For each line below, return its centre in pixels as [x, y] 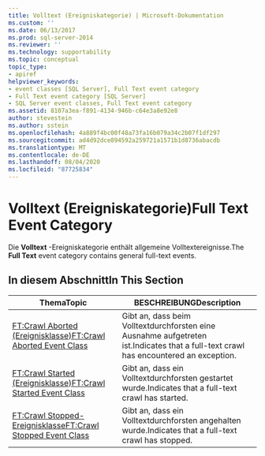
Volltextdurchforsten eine [168, 326]
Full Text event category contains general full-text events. [103, 255]
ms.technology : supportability [60, 52]
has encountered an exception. [179, 355]
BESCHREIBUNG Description [187, 302]
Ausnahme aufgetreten [164, 335]
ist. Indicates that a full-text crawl [183, 346]
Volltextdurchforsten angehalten [182, 420]
